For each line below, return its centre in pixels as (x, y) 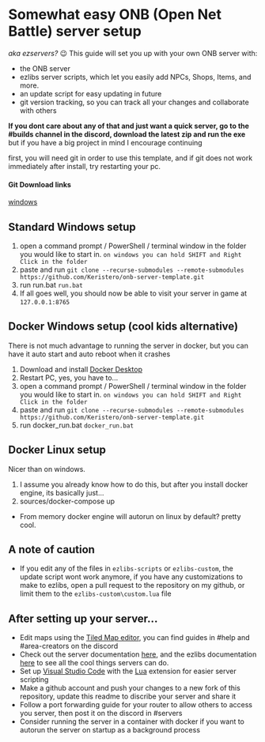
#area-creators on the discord (69, 646)
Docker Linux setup (57, 450)
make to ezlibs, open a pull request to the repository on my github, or (132, 586)
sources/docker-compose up (67, 501)
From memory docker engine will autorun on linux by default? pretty (130, 516)
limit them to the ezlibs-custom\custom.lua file (95, 593)
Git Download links (40, 184)
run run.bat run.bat (51, 284)
